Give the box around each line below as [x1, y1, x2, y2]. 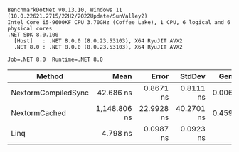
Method [36, 71, 64, 81]
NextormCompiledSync [11, 88, 89, 98]
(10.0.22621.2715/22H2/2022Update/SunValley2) [7, 13, 148, 20]
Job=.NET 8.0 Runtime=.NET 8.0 [7, 56, 103, 63]
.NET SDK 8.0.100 [7, 31, 59, 38]
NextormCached [11, 108, 66, 117]
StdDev [180, 71, 206, 81]
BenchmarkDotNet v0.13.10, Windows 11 [7, 6, 122, 13]
